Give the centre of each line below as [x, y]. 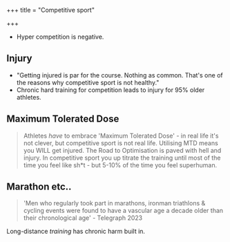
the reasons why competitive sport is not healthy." [88, 82]
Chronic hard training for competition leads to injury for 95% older [111, 90]
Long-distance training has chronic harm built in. [76, 232]
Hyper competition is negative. [60, 37]
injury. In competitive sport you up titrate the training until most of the [122, 158]
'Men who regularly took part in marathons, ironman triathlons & [114, 203]
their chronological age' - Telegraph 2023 [83, 218]
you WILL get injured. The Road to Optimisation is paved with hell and [122, 150]
